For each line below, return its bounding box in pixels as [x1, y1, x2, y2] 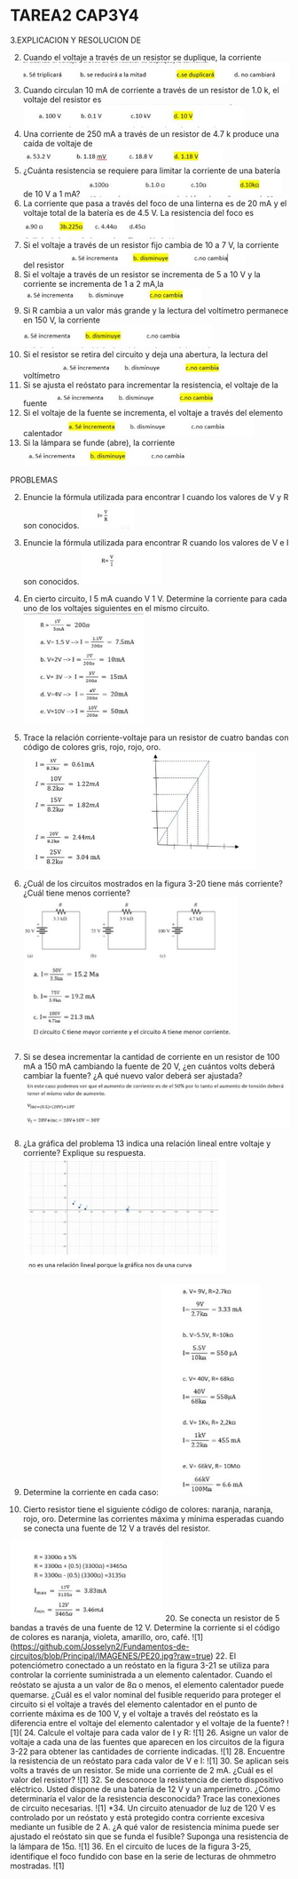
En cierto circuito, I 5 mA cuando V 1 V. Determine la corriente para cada [22, 593, 287, 604]
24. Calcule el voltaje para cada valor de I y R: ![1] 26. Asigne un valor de [23, 1727, 289, 1738]
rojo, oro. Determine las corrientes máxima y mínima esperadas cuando [22, 1513, 285, 1524]
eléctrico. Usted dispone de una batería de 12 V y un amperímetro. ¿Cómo [10, 1783, 281, 1795]
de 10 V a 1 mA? [22, 188, 81, 199]
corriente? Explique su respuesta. [22, 1147, 146, 1158]
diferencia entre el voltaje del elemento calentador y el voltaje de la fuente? [10, 1717, 285, 1728]
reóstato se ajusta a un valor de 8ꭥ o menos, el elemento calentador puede [10, 1679, 285, 1690]
